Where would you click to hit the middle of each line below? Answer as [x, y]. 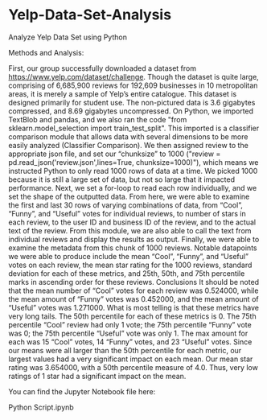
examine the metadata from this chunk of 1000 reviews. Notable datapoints [133, 248]
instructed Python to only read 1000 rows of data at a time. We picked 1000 [133, 171]
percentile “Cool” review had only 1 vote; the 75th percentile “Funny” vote [130, 324]
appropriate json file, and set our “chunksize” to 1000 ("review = [115, 154]
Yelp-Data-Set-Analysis [90, 15]
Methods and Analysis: [46, 52]
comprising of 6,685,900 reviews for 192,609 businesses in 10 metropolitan [133, 85]
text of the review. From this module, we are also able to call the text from [130, 230]
